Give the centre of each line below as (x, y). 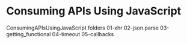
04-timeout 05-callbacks (83, 34)
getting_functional (29, 34)
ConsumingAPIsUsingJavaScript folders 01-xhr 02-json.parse (83, 28)
